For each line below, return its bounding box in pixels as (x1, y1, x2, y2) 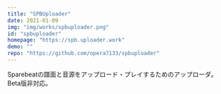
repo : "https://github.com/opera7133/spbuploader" (7, 50, 160, 57)
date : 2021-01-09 (7, 17, 59, 24)
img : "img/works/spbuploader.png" (7, 23, 110, 30)
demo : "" (7, 43, 33, 50)
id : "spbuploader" (7, 30, 62, 37)
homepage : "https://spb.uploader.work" (7, 37, 125, 44)
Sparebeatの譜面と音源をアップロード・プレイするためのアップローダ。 (7, 70, 217, 78)
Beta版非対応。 (7, 78, 52, 87)
